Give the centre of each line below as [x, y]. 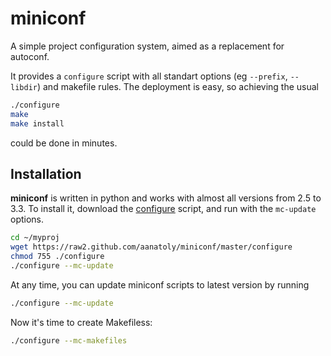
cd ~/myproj [35, 238]
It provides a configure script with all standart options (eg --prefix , [149, 76]
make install [37, 123]
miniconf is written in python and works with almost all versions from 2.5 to [166, 198]
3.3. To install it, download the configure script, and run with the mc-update [163, 209]
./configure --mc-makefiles [69, 340]
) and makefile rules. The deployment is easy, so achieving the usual [177, 86]
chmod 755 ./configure [57, 257]
